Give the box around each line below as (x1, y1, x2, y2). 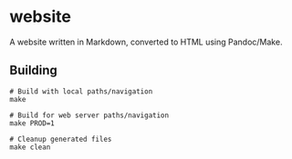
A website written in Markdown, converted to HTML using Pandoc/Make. (9, 36, 283, 47)
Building (9, 63, 57, 78)
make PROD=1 (9, 118, 55, 128)
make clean (9, 143, 51, 152)
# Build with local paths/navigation (9, 86, 153, 96)
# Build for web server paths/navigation (9, 111, 170, 120)
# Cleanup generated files (9, 134, 112, 144)
